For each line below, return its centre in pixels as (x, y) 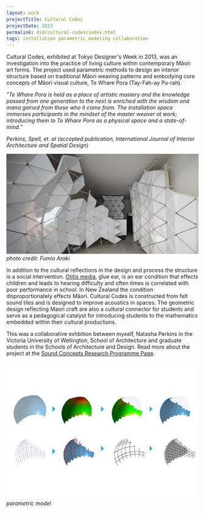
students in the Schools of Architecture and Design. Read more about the (98, 347)
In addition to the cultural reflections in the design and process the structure (102, 270)
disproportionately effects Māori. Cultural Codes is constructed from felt (97, 296)
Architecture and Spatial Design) (48, 145)
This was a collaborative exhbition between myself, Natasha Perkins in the (100, 334)
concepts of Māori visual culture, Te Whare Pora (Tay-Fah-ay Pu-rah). (94, 83)
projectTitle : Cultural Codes (45, 19)
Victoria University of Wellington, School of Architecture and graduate (94, 340)
